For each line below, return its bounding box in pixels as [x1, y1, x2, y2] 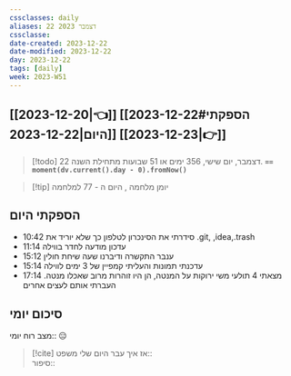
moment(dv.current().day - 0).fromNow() [31, 165, 187, 174]
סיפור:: [31, 358, 56, 369]
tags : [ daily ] [9, 64, 64, 74]
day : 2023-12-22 [9, 55, 71, 64]
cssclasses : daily [9, 13, 79, 23]
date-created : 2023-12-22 [9, 38, 107, 48]
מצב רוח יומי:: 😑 [9, 331, 67, 341]
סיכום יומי [9, 306, 63, 322]
